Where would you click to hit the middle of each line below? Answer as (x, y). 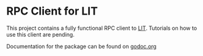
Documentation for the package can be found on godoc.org (82, 46)
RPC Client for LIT (52, 11)
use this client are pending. (40, 34)
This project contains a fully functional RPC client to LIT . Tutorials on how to (102, 28)
